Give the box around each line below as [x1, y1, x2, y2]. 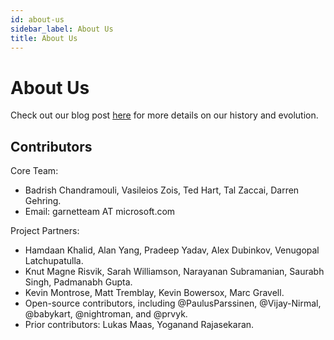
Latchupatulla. [24, 255, 84, 267]
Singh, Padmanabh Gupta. [24, 276, 133, 288]
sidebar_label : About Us [10, 24, 114, 34]
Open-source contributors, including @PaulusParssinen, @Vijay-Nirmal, [24, 297, 322, 310]
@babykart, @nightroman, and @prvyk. [24, 308, 188, 320]
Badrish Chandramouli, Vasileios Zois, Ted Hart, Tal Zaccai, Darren [24, 184, 300, 196]
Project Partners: [10, 225, 80, 237]
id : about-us [10, 14, 65, 25]
